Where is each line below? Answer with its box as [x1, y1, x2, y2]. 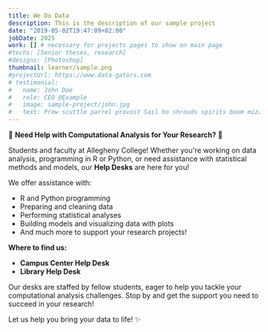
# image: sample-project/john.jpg [8, 101, 130, 109]
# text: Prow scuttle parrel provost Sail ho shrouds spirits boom [8, 109, 245, 117]
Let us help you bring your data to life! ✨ [8, 314, 141, 324]
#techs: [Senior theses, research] [8, 49, 127, 57]
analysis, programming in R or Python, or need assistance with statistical [8, 154, 247, 164]
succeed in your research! [8, 299, 94, 308]
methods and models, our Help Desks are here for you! [8, 163, 190, 172]
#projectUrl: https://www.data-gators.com [8, 71, 152, 79]
